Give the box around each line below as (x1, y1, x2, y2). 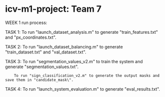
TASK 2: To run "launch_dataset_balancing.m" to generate (5, 44, 123, 49)
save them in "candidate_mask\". (5, 77, 74, 82)
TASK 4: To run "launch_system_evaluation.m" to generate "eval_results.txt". (5, 86, 160, 92)
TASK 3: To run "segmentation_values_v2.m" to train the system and (5, 58, 143, 64)
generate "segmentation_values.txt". (5, 64, 79, 70)
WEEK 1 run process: (5, 20, 48, 25)
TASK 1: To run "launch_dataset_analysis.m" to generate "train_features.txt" (5, 29, 159, 35)
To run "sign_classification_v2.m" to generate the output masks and (14, 73, 160, 78)
